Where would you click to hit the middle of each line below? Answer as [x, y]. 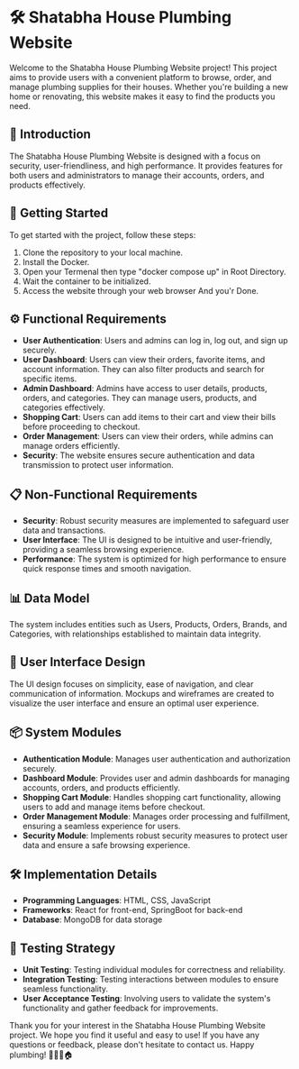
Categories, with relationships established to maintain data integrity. [135, 634]
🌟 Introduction [50, 135]
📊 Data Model [50, 598]
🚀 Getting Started [59, 213]
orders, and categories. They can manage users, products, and [140, 398]
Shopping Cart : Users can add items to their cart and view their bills [149, 417]
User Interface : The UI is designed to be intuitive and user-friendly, [147, 540]
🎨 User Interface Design [77, 662]
